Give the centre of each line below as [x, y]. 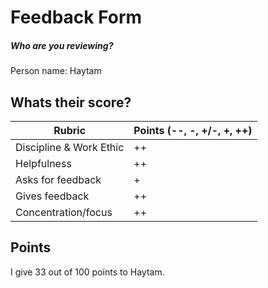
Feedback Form [76, 17]
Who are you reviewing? [62, 45]
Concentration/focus [64, 212]
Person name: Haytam [56, 71]
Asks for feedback [58, 179]
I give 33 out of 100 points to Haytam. [87, 272]
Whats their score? [71, 102]
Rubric [70, 130]
